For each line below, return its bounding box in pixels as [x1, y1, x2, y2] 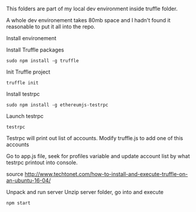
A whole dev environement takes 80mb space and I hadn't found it [6, 17, 171, 23]
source [6, 171, 24, 177]
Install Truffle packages [6, 46, 64, 53]
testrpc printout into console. [6, 159, 78, 166]
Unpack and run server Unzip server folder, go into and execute [6, 189, 164, 195]
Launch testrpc [6, 113, 44, 119]
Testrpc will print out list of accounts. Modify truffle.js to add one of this [6, 135, 183, 141]
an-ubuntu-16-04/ [6, 177, 51, 184]
